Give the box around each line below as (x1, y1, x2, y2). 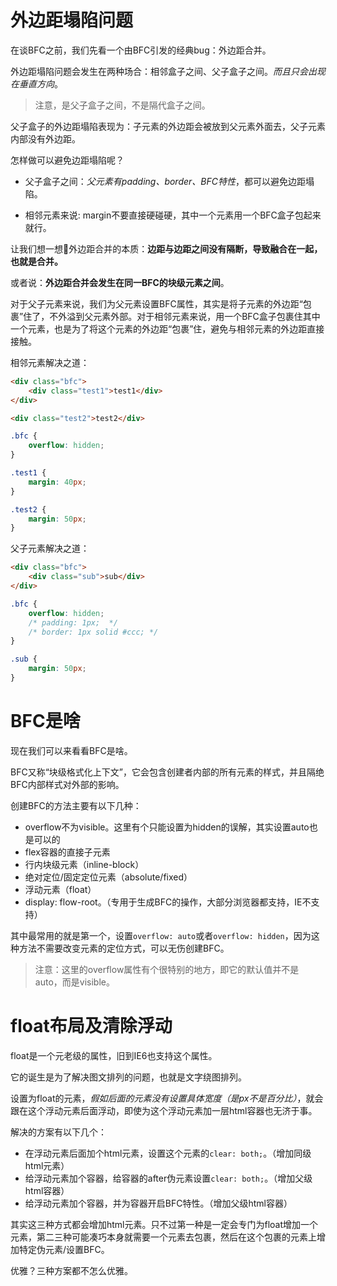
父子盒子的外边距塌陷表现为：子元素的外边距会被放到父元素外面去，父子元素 (10, 120, 326, 132)
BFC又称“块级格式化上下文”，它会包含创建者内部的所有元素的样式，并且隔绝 (10, 766, 325, 778)
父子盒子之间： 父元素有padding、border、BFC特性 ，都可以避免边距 (24, 175, 306, 187)
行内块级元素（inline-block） (24, 858, 145, 870)
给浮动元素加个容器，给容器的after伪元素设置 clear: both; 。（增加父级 (24, 1172, 313, 1184)
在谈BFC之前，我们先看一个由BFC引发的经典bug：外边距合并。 (10, 44, 272, 56)
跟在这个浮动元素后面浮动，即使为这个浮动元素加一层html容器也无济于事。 (10, 1104, 318, 1116)
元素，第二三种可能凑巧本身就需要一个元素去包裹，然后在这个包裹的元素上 (10, 1231, 317, 1243)
